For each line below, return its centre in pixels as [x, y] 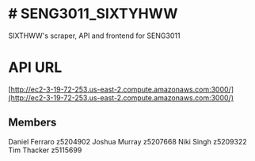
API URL [35, 67]
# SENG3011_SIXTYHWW [93, 14]
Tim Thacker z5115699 [45, 150]
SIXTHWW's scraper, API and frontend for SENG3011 [94, 36]
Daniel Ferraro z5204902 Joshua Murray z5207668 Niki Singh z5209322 [127, 141]
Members [32, 123]
